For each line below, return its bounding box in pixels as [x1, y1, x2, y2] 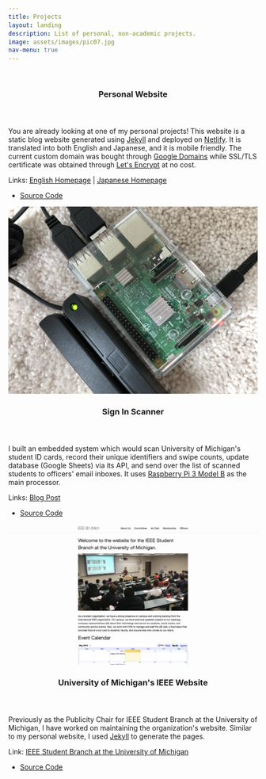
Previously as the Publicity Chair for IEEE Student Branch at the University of [8, 714, 258, 724]
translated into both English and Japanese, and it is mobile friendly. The [8, 143, 242, 153]
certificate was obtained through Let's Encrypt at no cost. [8, 160, 196, 170]
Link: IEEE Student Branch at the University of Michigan [8, 747, 189, 756]
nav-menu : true [8, 46, 59, 55]
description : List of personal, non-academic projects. [8, 29, 196, 37]
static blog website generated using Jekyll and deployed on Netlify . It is [8, 135, 241, 144]
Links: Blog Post [8, 492, 61, 502]
